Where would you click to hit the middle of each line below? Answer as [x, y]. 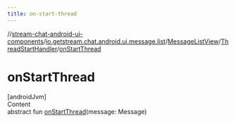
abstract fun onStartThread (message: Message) [77, 111]
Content [19, 104]
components [26, 41]
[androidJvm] [27, 96]
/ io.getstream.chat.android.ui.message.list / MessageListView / [132, 41]
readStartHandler [32, 48]
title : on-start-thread [42, 14]
